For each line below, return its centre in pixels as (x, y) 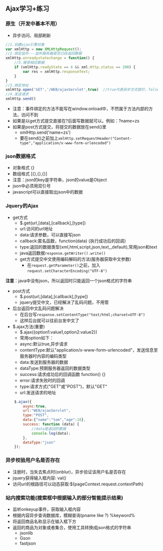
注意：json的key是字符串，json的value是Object (59, 180)
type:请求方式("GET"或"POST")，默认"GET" (63, 386)
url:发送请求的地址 (38, 392)
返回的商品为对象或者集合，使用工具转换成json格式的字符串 (72, 527)
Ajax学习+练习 (27, 9)
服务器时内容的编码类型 (43, 356)
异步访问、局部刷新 (32, 35)
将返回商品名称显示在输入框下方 (44, 521)
